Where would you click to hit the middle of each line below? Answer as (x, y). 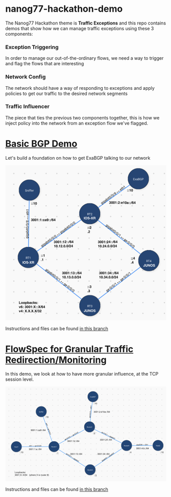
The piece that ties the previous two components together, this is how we (82, 117)
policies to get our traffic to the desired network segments (66, 93)
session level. (20, 379)
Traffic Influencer (28, 107)
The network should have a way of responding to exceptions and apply (80, 88)
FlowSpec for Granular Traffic (69, 349)
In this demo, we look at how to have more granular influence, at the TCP (82, 374)
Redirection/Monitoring (56, 360)
